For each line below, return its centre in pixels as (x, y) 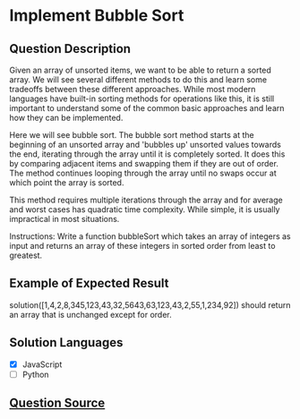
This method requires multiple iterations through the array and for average (146, 200)
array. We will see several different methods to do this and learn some (138, 80)
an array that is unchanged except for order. (90, 314)
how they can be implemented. (66, 118)
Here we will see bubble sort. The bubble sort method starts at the (132, 135)
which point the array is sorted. (67, 183)
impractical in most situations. (64, 219)
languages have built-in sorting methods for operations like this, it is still (142, 98)
